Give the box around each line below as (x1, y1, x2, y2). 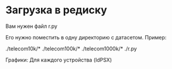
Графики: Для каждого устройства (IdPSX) (5, 56, 112, 63)
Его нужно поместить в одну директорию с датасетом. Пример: (5, 34, 167, 41)
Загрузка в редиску (5, 3, 108, 17)
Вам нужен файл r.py (5, 23, 58, 30)
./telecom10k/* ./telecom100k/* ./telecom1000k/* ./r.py (5, 45, 137, 52)
